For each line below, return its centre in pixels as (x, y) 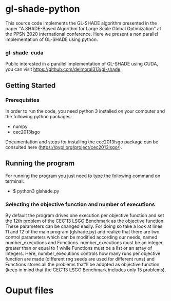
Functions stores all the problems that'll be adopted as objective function (82, 265)
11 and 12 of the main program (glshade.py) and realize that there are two (82, 232)
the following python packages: (39, 116)
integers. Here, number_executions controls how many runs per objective (83, 253)
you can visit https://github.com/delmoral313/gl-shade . (63, 69)
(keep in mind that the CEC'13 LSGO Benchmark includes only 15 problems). (86, 270)
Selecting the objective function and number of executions (80, 204)
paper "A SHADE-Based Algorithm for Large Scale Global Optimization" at (83, 28)
